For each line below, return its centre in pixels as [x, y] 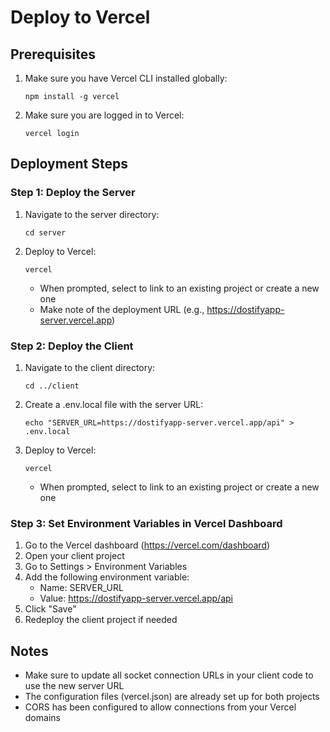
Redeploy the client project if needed [101, 620]
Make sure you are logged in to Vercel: [104, 115]
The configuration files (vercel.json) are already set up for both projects [172, 697]
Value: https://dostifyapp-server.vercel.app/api [136, 598]
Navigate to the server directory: [92, 214]
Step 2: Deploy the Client [72, 346]
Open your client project [74, 556]
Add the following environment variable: [107, 577]
